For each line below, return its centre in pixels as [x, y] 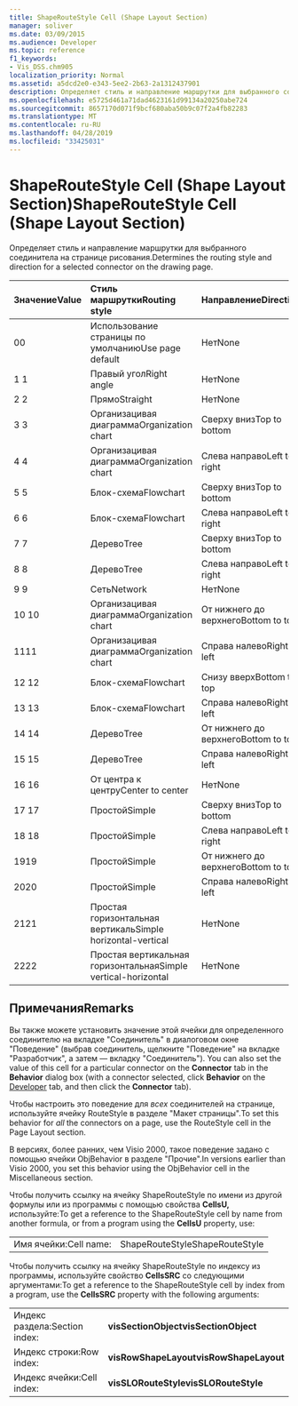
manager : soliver [41, 26]
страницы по [118, 337]
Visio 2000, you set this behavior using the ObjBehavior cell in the [129, 1168]
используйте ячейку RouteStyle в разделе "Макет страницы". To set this [144, 1113]
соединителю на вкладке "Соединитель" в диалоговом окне [124, 1039]
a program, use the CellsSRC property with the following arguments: [134, 1294]
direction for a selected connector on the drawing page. [111, 267]
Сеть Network [119, 589]
